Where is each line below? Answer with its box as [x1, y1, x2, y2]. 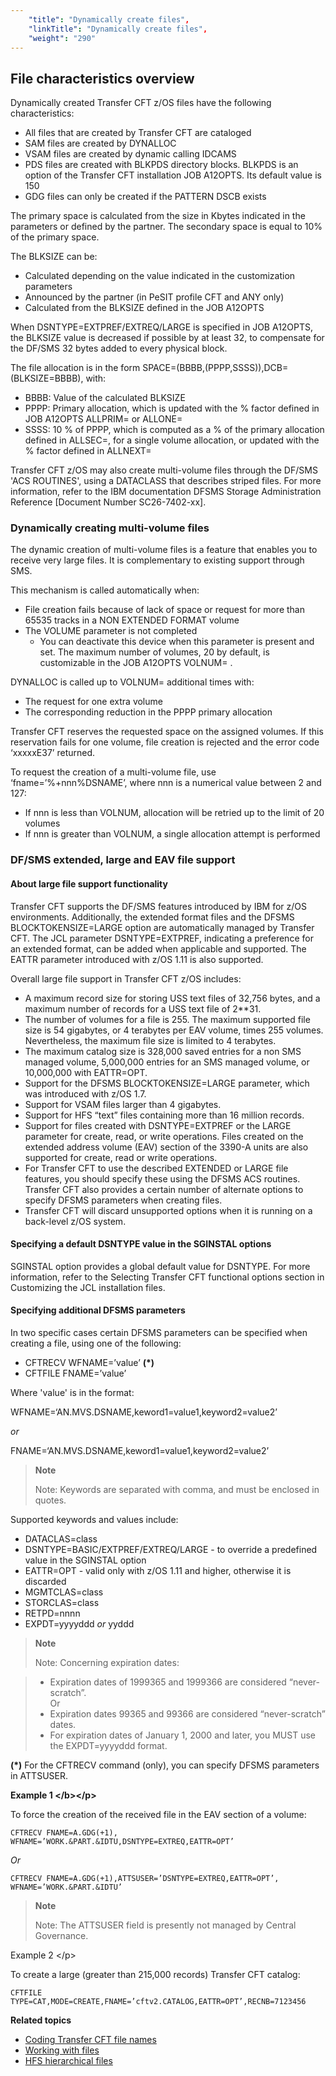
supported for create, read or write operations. [24, 1151, 218, 1163]
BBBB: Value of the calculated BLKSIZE [24, 392, 186, 404]
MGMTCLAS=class [24, 1586, 104, 1598]
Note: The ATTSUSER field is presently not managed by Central [34, 1919, 297, 1931]
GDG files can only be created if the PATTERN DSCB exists [24, 191, 267, 203]
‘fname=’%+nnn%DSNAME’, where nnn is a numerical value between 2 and [10, 777, 322, 789]
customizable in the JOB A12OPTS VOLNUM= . [39, 657, 233, 669]
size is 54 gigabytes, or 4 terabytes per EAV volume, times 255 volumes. [24, 1024, 324, 1036]
